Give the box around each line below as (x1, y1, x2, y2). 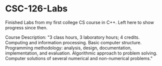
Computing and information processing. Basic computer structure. (5, 39, 141, 45)
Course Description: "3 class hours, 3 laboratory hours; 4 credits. (5, 34, 140, 40)
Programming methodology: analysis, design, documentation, (5, 45, 132, 51)
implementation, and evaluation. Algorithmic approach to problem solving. (5, 50, 157, 56)
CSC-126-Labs (5, 3, 68, 14)
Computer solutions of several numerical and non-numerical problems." (5, 55, 153, 61)
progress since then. (5, 24, 47, 30)
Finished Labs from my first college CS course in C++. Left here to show (5, 19, 154, 25)
